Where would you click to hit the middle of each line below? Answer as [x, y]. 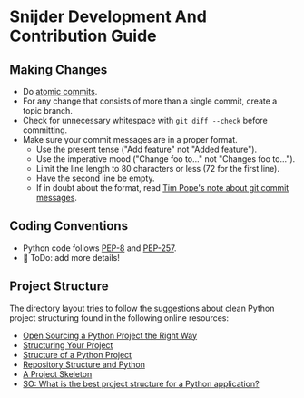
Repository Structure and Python [83, 364]
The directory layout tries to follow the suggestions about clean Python [142, 308]
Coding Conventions [69, 226]
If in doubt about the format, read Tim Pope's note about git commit [162, 188]
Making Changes [59, 70]
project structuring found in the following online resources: [119, 318]
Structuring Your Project [68, 345]
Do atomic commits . [60, 91]
